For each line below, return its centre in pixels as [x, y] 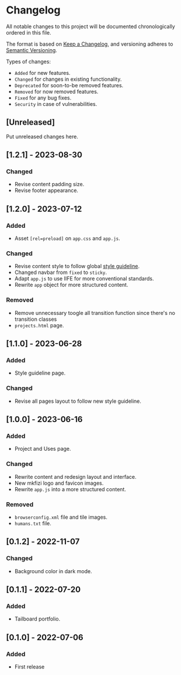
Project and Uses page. [43, 449]
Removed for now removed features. [56, 91]
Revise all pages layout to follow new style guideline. [78, 401]
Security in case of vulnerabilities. [56, 104]
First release [29, 667]
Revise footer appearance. [46, 190]
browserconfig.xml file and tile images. [61, 517]
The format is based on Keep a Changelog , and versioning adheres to [90, 44]
